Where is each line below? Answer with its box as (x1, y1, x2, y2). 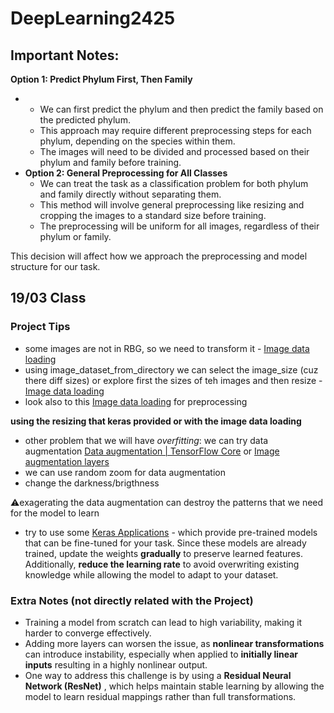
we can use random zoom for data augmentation (24, 466, 226, 478)
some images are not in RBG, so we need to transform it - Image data (24, 342, 310, 354)
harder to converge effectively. (24, 627, 152, 639)
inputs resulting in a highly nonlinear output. (24, 658, 208, 671)
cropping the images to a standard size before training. (39, 210, 267, 221)
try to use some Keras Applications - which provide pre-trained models (24, 526, 318, 538)
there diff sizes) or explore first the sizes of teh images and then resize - (24, 374, 323, 386)
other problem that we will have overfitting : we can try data (24, 434, 269, 446)
